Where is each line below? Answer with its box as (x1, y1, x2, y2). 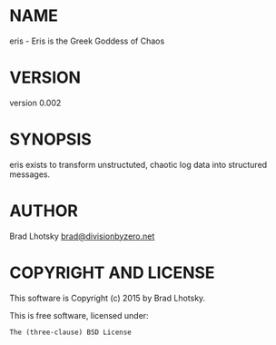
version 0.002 (9, 97, 62, 108)
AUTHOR (9, 201, 79, 221)
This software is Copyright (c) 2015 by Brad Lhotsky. (9, 292, 206, 303)
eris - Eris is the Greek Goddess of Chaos (9, 35, 165, 46)
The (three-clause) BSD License (9, 328, 132, 337)
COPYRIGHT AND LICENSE (9, 262, 215, 282)
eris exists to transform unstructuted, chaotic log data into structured (9, 159, 268, 170)
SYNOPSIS (9, 129, 93, 150)
